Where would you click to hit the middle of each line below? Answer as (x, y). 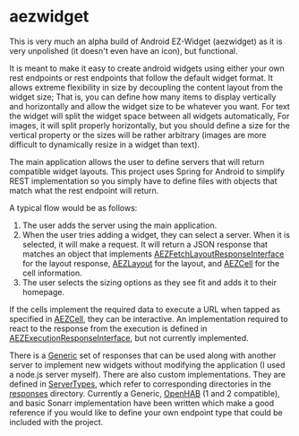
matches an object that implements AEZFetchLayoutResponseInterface (153, 254)
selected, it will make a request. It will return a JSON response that (145, 244)
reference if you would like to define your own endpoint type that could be (146, 412)
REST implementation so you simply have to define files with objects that (143, 180)
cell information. (52, 273)
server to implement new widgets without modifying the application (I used (147, 364)
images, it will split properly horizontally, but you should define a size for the (150, 125)
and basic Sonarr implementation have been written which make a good (142, 403)
